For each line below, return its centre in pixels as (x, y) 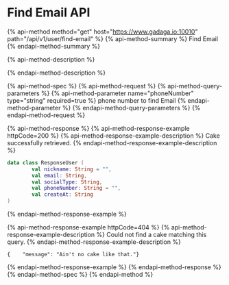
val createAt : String (63, 195)
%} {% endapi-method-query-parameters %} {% (131, 108)
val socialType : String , (67, 182)
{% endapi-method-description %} (57, 73)
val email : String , (60, 175)
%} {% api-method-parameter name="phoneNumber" (117, 93)
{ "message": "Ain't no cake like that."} (73, 255)
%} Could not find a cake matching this (152, 235)
